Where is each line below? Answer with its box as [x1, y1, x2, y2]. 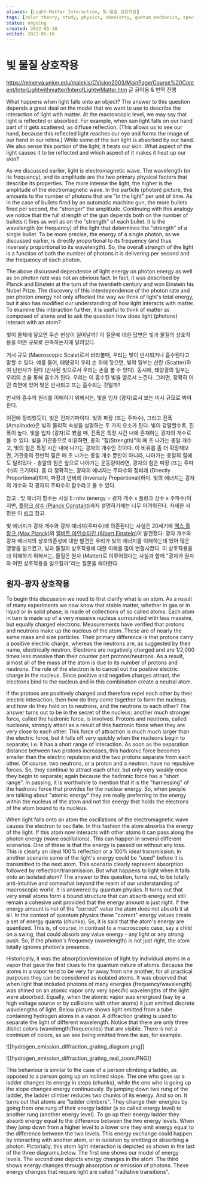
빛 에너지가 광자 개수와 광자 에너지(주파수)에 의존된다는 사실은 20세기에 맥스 [6, 522, 184, 529]
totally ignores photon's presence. [6, 943, 91, 950]
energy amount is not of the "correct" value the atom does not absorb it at [6, 905, 189, 912]
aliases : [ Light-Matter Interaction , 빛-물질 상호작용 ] [6, 8, 139, 15]
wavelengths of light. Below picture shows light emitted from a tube [6, 1005, 172, 1013]
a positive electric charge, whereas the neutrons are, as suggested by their [6, 640, 191, 647]
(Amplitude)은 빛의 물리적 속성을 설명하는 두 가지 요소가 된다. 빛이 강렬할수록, [6, 422, 188, 429]
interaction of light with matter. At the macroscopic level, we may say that [6, 111, 187, 118]
